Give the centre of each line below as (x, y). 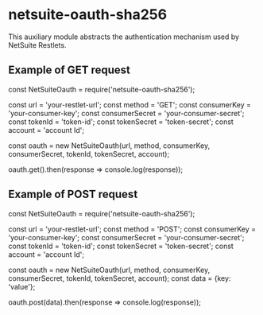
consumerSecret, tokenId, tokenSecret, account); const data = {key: (120, 278)
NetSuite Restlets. (37, 45)
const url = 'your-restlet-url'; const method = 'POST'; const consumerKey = (132, 229)
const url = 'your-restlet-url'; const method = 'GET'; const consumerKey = (130, 104)
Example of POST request (73, 194)
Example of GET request (70, 70)
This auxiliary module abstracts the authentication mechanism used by (124, 37)
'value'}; (22, 286)
